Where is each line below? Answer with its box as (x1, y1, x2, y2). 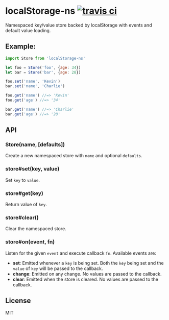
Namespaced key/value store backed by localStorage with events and (5, 22, 152, 28)
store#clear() (5, 214, 39, 221)
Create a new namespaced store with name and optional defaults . (5, 153, 142, 159)
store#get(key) (5, 189, 43, 196)
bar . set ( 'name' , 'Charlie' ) (5, 84, 65, 89)
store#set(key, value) (5, 165, 60, 173)
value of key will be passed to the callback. (12, 265, 103, 272)
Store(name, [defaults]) (5, 141, 65, 148)
